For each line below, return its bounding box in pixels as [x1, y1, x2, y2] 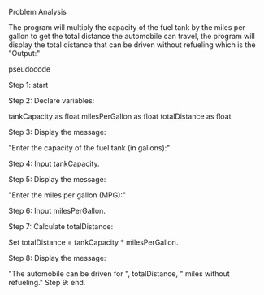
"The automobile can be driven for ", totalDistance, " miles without [8, 269, 230, 279]
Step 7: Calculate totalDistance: [8, 222, 114, 231]
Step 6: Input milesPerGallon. [8, 206, 106, 215]
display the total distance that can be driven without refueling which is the [8, 40, 256, 50]
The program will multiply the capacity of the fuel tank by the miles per [8, 23, 245, 32]
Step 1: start [8, 80, 49, 89]
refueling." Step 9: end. [8, 278, 86, 287]
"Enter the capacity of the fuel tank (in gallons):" [8, 143, 171, 153]
